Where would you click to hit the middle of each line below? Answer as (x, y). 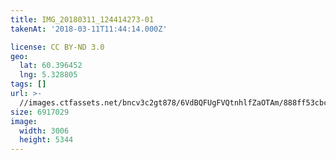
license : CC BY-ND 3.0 (57, 47)
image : (24, 121)
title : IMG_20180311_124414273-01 (82, 19)
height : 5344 (46, 140)
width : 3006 (44, 131)
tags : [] (28, 84)
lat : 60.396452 (51, 66)
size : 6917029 (40, 112)
